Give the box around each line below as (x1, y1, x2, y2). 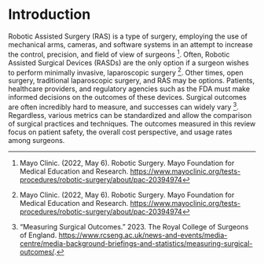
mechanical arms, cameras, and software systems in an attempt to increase (8, 39, 253, 49)
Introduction (8, 5, 91, 24)
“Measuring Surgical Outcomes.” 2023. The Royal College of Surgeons (19, 222, 249, 231)
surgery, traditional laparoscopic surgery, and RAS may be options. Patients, (8, 76, 255, 86)
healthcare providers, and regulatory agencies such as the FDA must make (8, 84, 250, 93)
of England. (19, 230, 57, 240)
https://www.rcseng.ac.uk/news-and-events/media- (58, 230, 228, 240)
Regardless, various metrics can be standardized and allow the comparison (8, 110, 252, 119)
